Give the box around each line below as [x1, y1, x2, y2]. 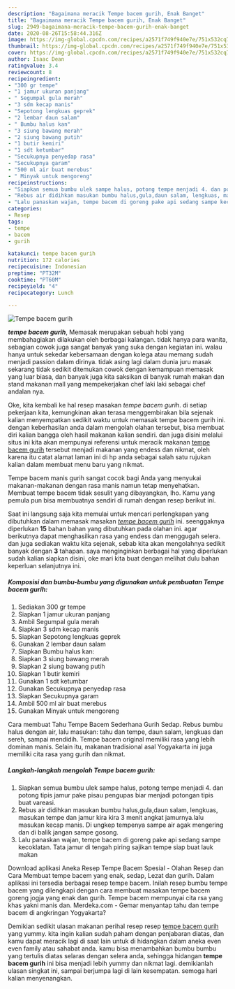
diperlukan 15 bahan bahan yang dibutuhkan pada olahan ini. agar [8, 525, 197, 533]
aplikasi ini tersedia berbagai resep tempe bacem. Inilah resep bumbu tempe [8, 879, 228, 888]
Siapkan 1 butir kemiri [17, 670, 80, 678]
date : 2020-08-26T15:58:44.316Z [8, 29, 102, 37]
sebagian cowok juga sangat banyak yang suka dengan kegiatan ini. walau [8, 343, 222, 352]
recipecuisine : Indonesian [8, 264, 86, 270]
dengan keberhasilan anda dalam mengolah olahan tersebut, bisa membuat [8, 424, 225, 432]
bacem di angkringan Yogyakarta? [8, 909, 107, 917]
